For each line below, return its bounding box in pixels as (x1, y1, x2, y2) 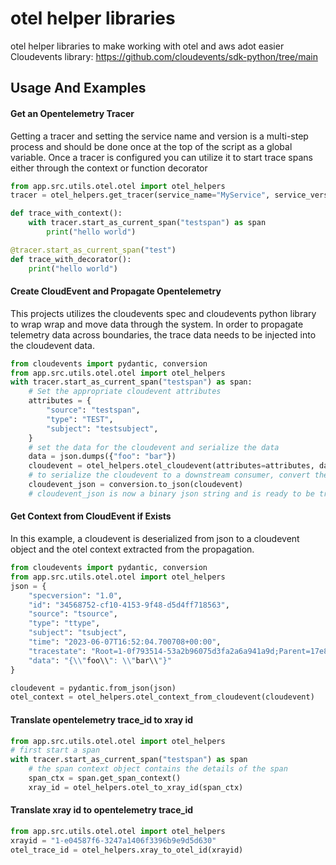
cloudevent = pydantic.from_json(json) (10, 683, 177, 693)
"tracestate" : (28, 646, 87, 656)
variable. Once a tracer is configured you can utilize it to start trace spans (10, 151, 313, 163)
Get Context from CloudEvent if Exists (10, 510, 172, 522)
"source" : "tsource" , (28, 609, 118, 619)
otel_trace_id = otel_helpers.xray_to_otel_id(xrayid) (10, 845, 244, 855)
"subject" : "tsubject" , (28, 628, 128, 638)
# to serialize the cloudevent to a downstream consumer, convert (28, 470, 311, 481)
